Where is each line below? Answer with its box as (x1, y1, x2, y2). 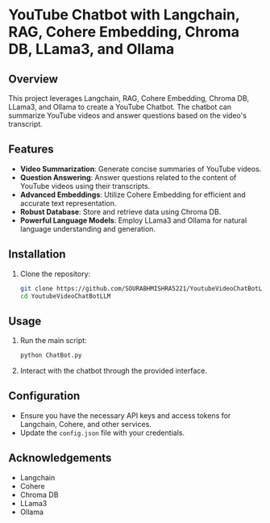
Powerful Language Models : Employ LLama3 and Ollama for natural (19, 215, 247, 225)
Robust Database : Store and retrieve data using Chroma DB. (19, 207, 222, 216)
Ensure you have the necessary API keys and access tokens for (19, 410, 231, 420)
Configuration (8, 389, 81, 403)
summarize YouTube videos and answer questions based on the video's (8, 111, 247, 120)
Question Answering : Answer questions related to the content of (19, 172, 237, 182)
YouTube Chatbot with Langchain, (8, 6, 240, 24)
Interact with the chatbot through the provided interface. (19, 366, 208, 376)
